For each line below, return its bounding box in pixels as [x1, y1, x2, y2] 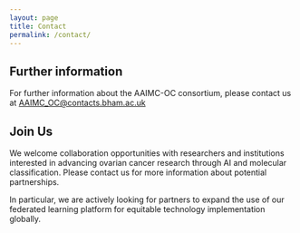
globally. [9, 214, 42, 224]
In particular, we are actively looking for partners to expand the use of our [9, 194, 285, 205]
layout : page [9, 13, 59, 23]
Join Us [9, 123, 53, 139]
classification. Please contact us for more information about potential [9, 167, 267, 178]
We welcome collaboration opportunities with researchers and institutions [9, 148, 285, 159]
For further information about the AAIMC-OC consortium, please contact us [9, 88, 292, 99]
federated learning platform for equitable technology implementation [9, 204, 266, 214]
